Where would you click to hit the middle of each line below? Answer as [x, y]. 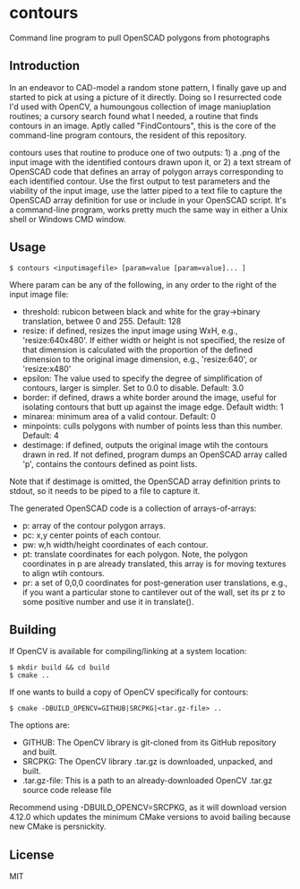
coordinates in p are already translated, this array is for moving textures [154, 564]
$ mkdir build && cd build [60, 668]
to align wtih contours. [64, 573]
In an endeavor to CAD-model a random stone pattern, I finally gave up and [148, 87]
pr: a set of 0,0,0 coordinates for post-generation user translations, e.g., [155, 583]
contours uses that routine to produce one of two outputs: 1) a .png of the [145, 152]
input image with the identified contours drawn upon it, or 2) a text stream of [150, 162]
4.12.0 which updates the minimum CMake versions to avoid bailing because [150, 817]
